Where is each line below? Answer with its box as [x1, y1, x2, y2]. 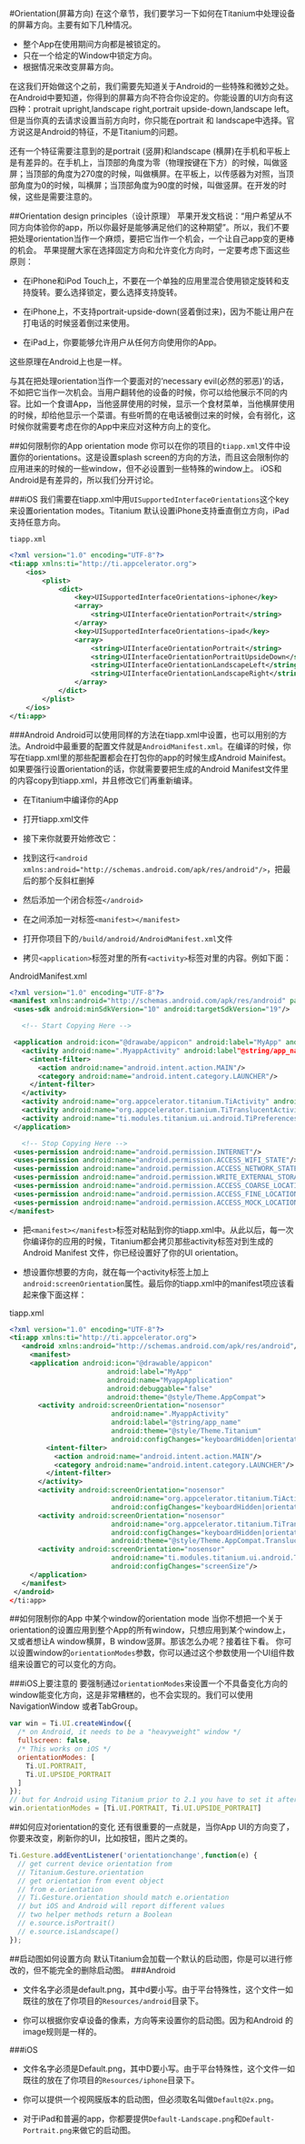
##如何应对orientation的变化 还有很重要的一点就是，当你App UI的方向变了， [9, 1822, 295, 1832]
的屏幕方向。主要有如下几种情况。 [9, 19, 137, 30]
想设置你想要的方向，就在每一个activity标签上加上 [22, 1266, 210, 1277]
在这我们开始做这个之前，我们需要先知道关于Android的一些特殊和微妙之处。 [9, 81, 293, 91]
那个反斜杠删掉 [38, 875, 95, 886]
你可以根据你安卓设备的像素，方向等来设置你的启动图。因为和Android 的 [22, 2015, 293, 2026]
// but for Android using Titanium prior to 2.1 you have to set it [9, 1795, 274, 1804]
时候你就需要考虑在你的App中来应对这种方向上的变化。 [9, 422, 216, 432]
